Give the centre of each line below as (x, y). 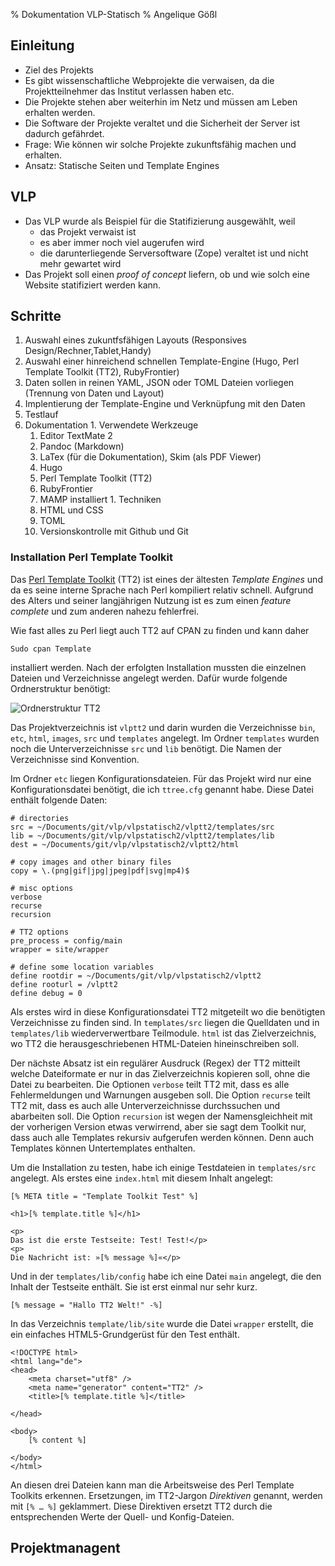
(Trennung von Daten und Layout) (94, 393)
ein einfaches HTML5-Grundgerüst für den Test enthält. (125, 1334)
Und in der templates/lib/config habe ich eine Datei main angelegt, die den (166, 1276)
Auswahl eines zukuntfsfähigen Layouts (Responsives (135, 340)
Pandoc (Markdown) (82, 446)
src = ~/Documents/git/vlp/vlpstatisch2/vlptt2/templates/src (142, 827)
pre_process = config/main (66, 940)
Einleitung (42, 45)
